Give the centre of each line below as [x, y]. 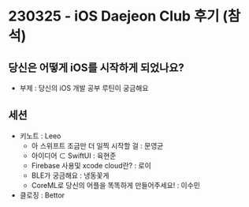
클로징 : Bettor [42, 195]
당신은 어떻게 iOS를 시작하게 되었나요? [97, 68]
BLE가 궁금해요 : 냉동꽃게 [70, 175]
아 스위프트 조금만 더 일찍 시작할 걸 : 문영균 [97, 145]
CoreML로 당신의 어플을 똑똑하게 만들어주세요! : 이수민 [116, 185]
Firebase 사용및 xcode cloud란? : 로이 [91, 165]
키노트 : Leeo [40, 136]
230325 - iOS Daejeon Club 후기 [114, 16]
